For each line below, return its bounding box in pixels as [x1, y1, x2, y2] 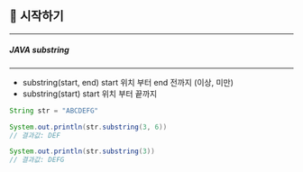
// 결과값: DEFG [9, 156, 65, 165]
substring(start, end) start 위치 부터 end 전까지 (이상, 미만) [22, 77, 234, 87]
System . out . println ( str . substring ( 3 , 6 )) [9, 122, 168, 131]
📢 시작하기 [9, 8, 65, 24]
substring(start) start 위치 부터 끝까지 [22, 88, 158, 99]
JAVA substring [9, 44, 69, 56]
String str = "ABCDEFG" [9, 106, 99, 115]
